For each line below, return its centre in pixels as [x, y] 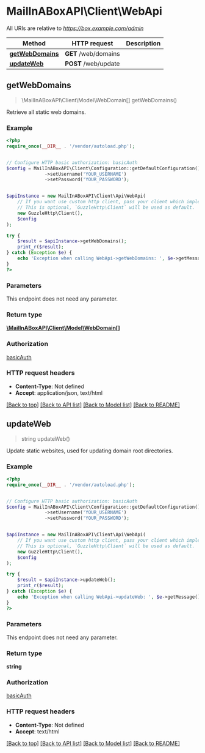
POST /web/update [92, 64]
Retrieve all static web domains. [46, 112]
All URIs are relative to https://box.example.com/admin [75, 28]
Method [34, 43]
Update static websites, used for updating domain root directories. [90, 451]
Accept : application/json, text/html [59, 392]
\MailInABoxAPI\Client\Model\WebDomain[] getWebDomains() [99, 100]
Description [143, 43]
